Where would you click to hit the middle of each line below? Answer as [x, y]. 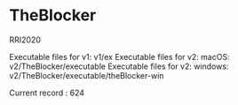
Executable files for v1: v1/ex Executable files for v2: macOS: [119, 56]
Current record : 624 [47, 93]
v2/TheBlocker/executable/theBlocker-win [87, 75]
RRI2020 [25, 40]
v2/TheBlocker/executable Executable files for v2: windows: [119, 66]
